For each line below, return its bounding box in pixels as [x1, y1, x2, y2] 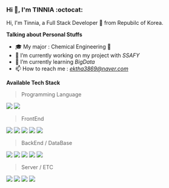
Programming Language [21, 91, 82, 98]
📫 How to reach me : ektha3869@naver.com [15, 65, 129, 72]
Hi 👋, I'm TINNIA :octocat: [6, 5, 83, 14]
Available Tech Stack [6, 79, 61, 87]
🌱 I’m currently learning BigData [15, 58, 95, 65]
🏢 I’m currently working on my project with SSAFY [15, 52, 140, 59]
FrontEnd [21, 115, 44, 123]
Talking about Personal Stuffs [6, 31, 83, 38]
